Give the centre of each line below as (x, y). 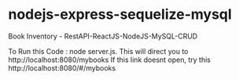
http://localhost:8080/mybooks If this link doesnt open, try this (109, 60)
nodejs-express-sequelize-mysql (120, 15)
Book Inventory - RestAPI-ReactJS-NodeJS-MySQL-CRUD (103, 36)
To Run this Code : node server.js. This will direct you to (98, 51)
